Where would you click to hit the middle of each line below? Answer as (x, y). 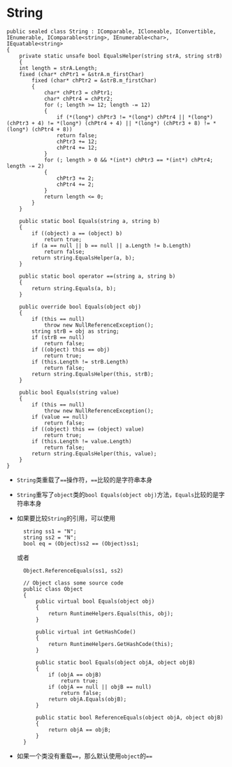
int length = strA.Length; (58, 68)
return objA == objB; (79, 730)
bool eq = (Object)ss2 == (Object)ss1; (81, 543)
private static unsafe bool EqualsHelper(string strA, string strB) (121, 56)
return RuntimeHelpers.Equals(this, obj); (111, 613)
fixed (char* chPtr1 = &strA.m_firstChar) (82, 74)
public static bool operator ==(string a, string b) (97, 276)
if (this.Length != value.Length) (82, 441)
